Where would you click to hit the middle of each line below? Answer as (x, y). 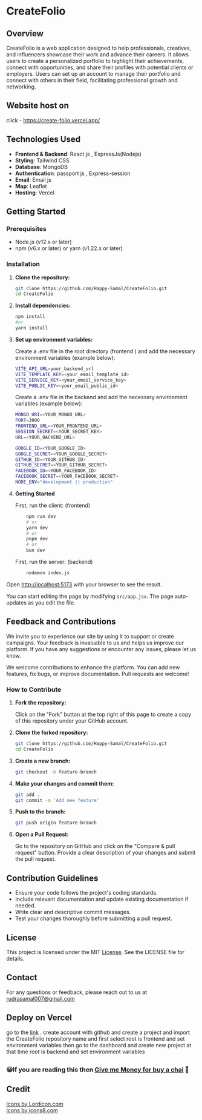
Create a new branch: (43, 761)
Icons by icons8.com (32, 1110)
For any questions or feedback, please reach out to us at (77, 992)
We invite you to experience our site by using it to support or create (90, 636)
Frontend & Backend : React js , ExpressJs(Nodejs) (78, 154)
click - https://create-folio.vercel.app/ (53, 120)
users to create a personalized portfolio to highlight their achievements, (95, 61)
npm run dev (41, 516)
